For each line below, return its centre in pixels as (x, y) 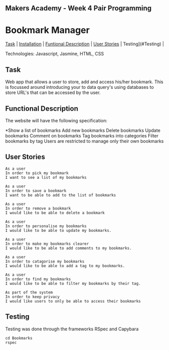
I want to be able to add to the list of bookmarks (61, 195)
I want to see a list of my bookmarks (46, 177)
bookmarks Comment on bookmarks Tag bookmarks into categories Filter (82, 135)
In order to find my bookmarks (38, 279)
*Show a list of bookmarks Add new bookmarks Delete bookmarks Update (83, 130)
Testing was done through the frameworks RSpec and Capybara (72, 329)
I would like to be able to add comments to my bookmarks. (69, 248)
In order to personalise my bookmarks (46, 226)
